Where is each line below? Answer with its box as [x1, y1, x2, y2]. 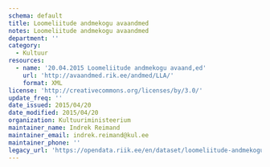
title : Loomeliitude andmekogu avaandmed [8, 19, 149, 27]
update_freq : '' [8, 94, 63, 102]
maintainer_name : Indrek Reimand [8, 124, 121, 132]
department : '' [8, 34, 59, 43]
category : [8, 42, 42, 50]
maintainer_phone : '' [8, 138, 81, 147]
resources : [8, 57, 45, 65]
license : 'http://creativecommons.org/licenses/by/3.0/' [8, 86, 203, 95]
